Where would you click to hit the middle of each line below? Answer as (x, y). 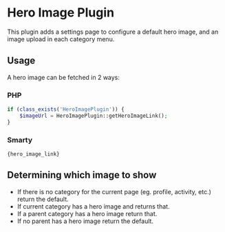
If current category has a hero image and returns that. (93, 206)
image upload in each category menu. (61, 39)
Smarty (20, 140)
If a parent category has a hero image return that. (87, 213)
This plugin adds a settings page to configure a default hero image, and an (113, 32)
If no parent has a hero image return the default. (85, 221)
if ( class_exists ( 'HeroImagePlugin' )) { (66, 109)
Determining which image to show (82, 175)
